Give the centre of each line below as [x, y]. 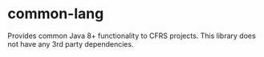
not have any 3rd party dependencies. [71, 44]
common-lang [56, 14]
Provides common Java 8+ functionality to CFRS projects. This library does [132, 36]
